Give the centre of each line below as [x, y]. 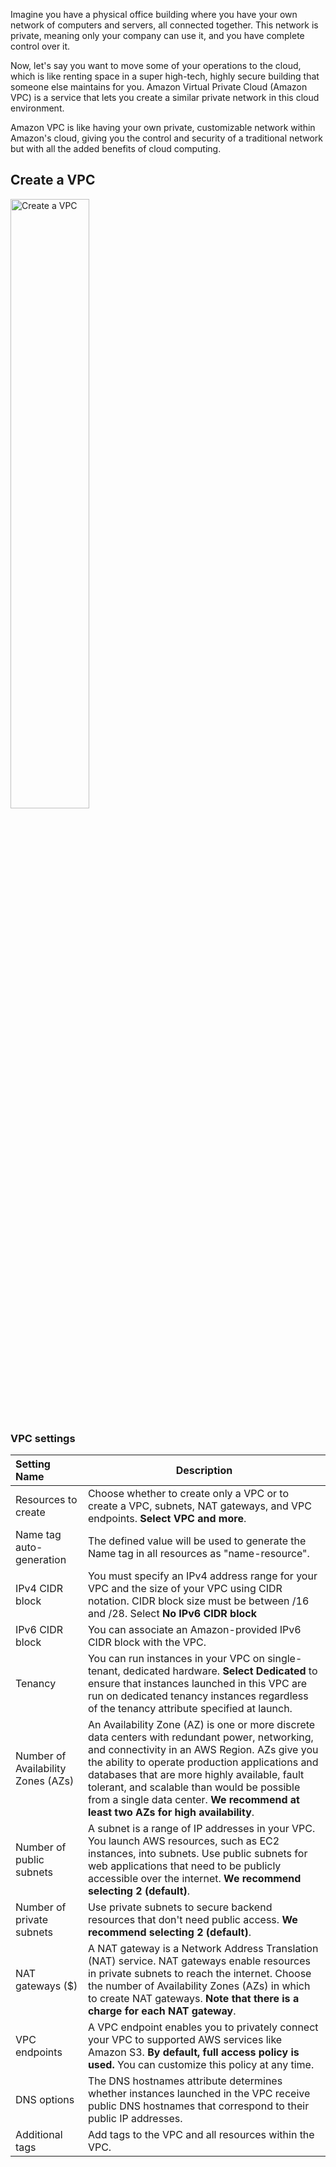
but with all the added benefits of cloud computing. [116, 148]
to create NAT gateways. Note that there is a [193, 1999]
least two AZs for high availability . [171, 1812]
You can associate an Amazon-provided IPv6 [194, 1630]
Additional [39, 2135]
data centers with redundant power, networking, [200, 1737]
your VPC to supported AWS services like [185, 2040]
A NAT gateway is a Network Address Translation [203, 1949]
